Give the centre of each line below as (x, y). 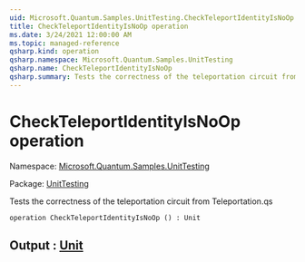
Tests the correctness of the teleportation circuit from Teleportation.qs (141, 201)
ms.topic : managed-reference (64, 43)
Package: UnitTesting (49, 183)
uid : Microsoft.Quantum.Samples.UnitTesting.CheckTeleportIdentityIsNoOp (152, 18)
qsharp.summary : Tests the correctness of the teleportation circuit (144, 77)
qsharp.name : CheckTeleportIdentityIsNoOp (91, 69)
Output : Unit (46, 246)
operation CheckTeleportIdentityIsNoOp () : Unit (105, 218)
